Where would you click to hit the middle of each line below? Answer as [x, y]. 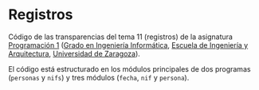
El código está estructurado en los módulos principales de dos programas [129, 68]
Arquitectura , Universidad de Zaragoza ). [75, 53]
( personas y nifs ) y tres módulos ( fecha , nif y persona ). [99, 77]
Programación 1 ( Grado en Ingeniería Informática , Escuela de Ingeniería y [128, 45]
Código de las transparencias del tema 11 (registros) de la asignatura [121, 37]
